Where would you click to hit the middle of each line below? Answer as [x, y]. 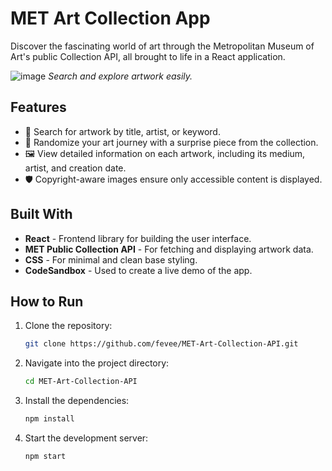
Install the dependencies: [77, 401]
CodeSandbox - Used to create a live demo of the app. [138, 270]
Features [38, 107]
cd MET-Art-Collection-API [81, 382]
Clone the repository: [68, 326]
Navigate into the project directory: [97, 363]
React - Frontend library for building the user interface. [138, 238]
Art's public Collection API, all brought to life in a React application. [148, 56]
